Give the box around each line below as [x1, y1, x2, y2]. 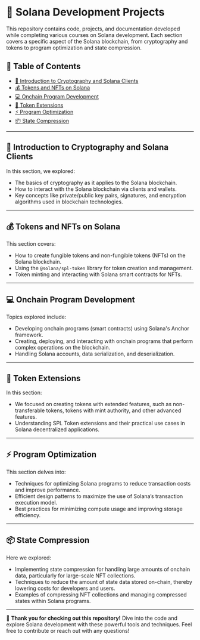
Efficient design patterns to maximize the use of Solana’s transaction [14, 492, 183, 500]
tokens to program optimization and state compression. [6, 44, 142, 51]
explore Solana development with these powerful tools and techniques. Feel [6, 620, 192, 628]
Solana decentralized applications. [14, 426, 100, 433]
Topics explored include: [6, 313, 67, 321]
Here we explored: [6, 554, 52, 561]
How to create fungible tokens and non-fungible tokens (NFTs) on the [14, 252, 186, 259]
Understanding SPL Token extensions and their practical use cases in [14, 420, 186, 426]
